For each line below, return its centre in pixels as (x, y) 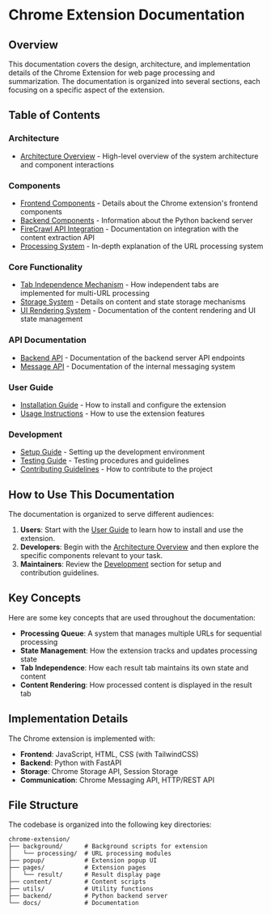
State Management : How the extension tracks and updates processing (138, 650)
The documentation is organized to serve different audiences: (111, 514)
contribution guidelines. (59, 573)
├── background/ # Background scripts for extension (108, 847)
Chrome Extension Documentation (127, 15)
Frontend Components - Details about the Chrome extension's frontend (139, 203)
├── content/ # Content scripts (78, 882)
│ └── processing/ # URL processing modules (90, 854)
